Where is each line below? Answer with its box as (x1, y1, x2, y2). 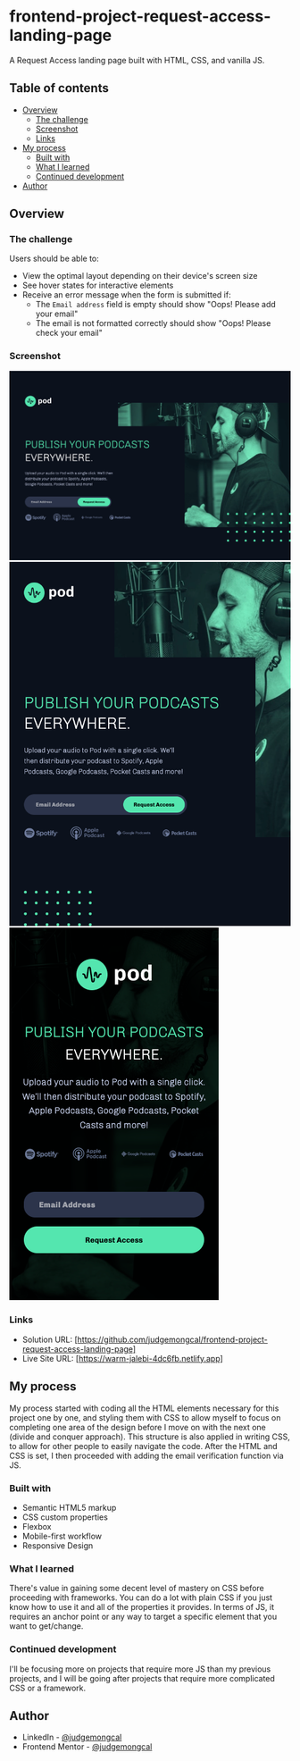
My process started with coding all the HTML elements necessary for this (9, 1403, 279, 1413)
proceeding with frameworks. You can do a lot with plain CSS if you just (9, 1592, 273, 1603)
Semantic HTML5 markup (21, 1502, 117, 1513)
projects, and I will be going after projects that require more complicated (9, 1673, 275, 1683)
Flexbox (21, 1521, 52, 1531)
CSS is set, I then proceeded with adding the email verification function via (9, 1450, 284, 1461)
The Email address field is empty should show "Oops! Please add (35, 299, 277, 310)
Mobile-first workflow (21, 1530, 103, 1541)
